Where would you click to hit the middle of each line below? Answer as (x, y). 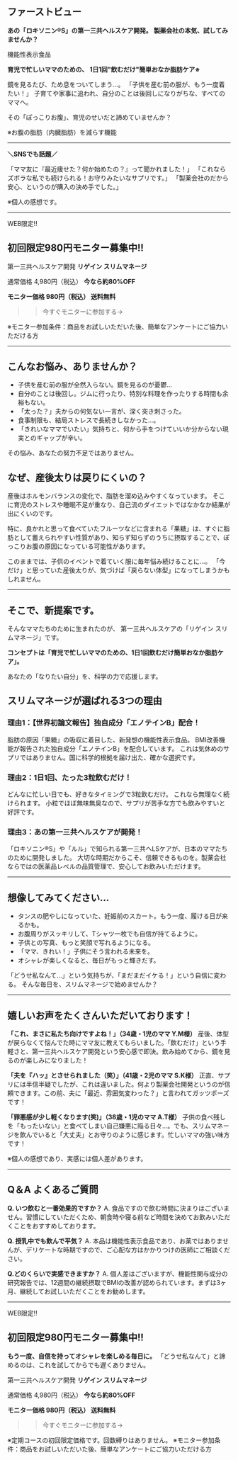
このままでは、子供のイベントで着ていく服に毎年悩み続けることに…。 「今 (117, 562)
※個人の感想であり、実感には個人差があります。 (77, 1158)
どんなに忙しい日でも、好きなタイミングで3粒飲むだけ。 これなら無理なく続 (119, 794)
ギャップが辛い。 (61, 438)
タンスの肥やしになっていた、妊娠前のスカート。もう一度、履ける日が (120, 916)
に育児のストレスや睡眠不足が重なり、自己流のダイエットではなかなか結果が (119, 505)
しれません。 (26, 579)
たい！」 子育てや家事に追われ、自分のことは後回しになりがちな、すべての (116, 93)
